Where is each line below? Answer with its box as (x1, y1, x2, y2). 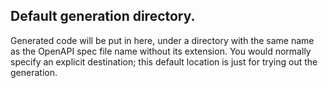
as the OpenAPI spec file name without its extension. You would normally (10, 45, 312, 57)
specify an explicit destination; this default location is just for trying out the (10, 55, 318, 68)
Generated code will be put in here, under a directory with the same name (10, 34, 315, 46)
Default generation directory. (10, 8, 196, 25)
